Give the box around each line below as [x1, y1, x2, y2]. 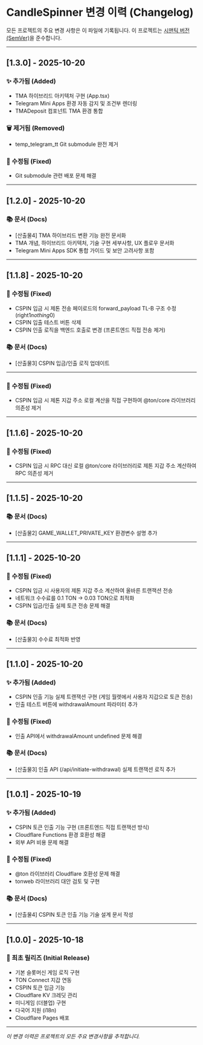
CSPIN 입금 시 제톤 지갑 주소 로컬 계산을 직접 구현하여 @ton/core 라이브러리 [14, 397, 196, 404]
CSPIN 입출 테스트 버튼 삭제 [14, 318, 82, 326]
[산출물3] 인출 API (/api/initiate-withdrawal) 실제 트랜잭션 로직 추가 [14, 765, 176, 773]
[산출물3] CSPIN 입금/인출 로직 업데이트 [14, 359, 110, 367]
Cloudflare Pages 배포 [14, 1014, 69, 1021]
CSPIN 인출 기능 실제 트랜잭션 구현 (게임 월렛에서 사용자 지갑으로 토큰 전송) [14, 693, 193, 701]
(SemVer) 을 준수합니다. [6, 34, 62, 41]
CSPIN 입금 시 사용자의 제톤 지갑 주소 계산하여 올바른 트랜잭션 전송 [14, 587, 173, 594]
